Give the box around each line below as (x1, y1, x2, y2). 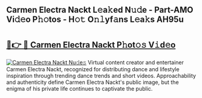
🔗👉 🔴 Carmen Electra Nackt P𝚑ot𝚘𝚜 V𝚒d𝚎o (6, 40, 176, 50)
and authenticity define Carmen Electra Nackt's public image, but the (6, 79, 179, 86)
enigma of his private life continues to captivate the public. (6, 85, 153, 92)
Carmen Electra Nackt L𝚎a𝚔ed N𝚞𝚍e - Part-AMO (6, 5, 194, 15)
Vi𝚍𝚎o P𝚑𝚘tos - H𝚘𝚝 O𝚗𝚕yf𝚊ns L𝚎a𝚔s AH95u (6, 15, 184, 25)
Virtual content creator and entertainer (87, 59, 184, 66)
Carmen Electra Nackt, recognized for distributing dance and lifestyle (6, 66, 180, 72)
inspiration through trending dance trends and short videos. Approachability (6, 72, 196, 79)
